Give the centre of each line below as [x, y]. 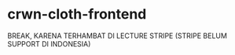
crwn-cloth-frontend [77, 14]
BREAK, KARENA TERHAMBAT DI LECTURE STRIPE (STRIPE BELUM [117, 36]
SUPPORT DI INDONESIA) [49, 43]
